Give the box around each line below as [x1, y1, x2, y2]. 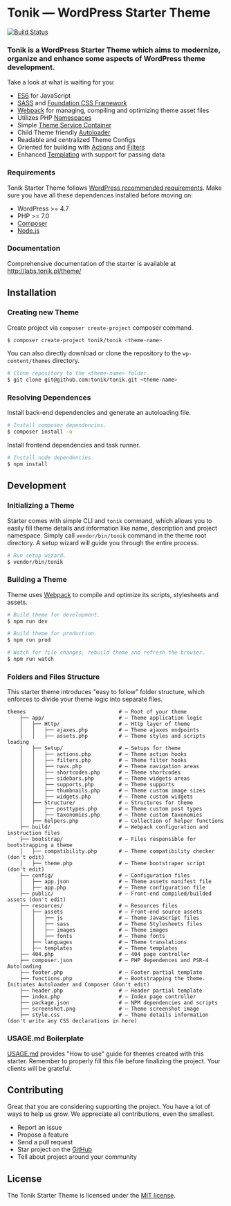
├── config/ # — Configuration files [19, 872, 190, 879]
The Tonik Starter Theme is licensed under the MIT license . [7, 1191, 176, 1200]
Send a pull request [17, 1138, 73, 1146]
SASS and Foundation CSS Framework [17, 99, 127, 107]
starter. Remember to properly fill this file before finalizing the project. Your [7, 1056, 221, 1065]
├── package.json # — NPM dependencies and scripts [19, 1000, 218, 1007]
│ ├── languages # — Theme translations [19, 939, 187, 946]
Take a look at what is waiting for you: [7, 78, 115, 87]
